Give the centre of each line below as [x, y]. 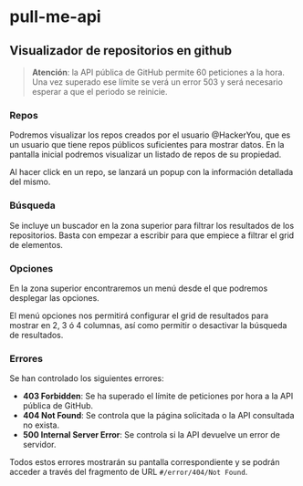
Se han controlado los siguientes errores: [87, 378]
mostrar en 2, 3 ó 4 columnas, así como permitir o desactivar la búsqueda [148, 325]
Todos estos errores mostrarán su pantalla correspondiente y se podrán [145, 462]
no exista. [41, 425]
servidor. [39, 445]
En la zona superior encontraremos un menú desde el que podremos [139, 288]
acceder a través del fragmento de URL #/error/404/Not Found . [129, 472]
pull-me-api [56, 17]
